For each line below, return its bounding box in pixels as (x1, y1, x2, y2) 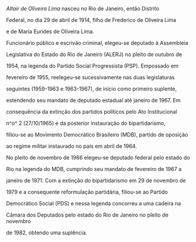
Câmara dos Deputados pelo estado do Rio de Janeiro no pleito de (6, 211, 169, 218)
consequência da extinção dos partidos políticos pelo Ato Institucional (6, 108, 178, 115)
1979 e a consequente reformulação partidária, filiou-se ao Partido (6, 189, 168, 195)
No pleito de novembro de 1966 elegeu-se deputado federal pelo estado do (6, 154, 191, 161)
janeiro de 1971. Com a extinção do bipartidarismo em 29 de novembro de (6, 177, 187, 184)
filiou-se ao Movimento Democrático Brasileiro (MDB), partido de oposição (6, 131, 188, 138)
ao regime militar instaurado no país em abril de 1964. (6, 143, 137, 150)
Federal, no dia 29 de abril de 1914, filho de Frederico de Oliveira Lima (6, 17, 176, 23)
